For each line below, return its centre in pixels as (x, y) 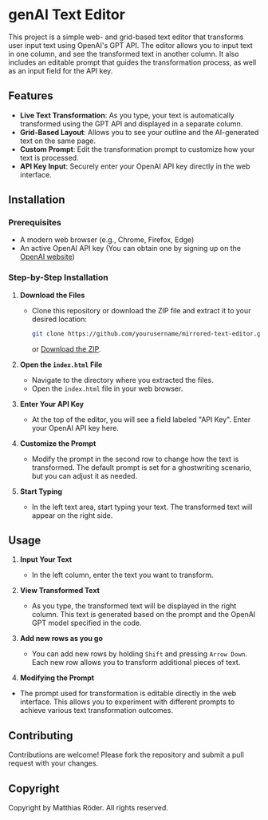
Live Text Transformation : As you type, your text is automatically (127, 115)
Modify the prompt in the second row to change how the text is (135, 459)
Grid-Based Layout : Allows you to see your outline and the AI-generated (139, 132)
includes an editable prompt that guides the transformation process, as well (132, 62)
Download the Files (52, 295)
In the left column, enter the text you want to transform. (122, 575)
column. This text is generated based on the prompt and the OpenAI (144, 615)
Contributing (41, 736)
